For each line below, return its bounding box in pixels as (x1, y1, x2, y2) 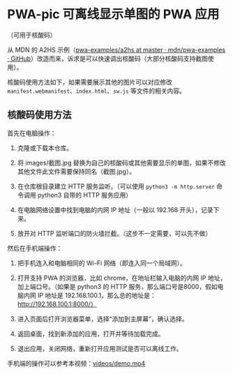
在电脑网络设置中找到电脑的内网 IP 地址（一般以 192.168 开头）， (17, 205, 202, 214)
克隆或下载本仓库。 (17, 144, 73, 152)
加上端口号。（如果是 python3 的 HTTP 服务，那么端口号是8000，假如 (17, 282, 218, 290)
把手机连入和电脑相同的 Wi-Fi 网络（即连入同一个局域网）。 (17, 259, 186, 267)
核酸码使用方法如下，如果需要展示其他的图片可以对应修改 (7, 77, 172, 86)
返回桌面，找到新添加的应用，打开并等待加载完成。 (17, 329, 165, 338)
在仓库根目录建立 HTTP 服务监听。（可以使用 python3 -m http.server (17, 182, 215, 190)
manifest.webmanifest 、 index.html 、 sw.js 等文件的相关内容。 (7, 87, 186, 95)
